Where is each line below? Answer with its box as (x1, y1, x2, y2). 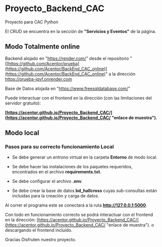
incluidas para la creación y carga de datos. (12, 193, 99, 199)
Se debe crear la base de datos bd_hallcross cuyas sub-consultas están (12, 188, 157, 194)
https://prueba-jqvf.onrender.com (5, 76, 73, 82)
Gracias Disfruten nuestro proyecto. (5, 237, 76, 243)
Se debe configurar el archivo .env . (12, 178, 83, 184)
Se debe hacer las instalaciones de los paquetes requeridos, (12, 164, 133, 170)
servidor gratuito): (5, 100, 41, 106)
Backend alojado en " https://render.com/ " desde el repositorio (5, 55, 129, 61)
